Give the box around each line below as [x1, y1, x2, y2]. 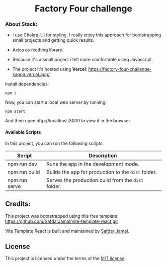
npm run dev [7, 160, 37, 167]
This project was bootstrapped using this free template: [5, 213, 119, 219]
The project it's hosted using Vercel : [12, 66, 87, 72]
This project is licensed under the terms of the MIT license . [5, 256, 126, 262]
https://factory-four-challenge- [88, 66, 152, 72]
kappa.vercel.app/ [12, 72, 50, 78]
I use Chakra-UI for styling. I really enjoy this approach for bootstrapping [12, 32, 162, 38]
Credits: [5, 200, 31, 208]
